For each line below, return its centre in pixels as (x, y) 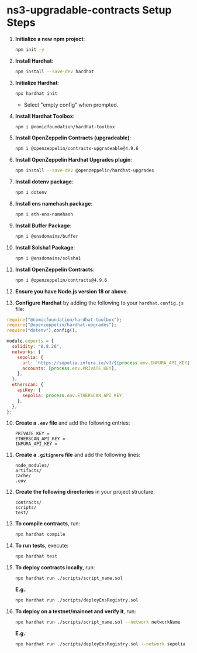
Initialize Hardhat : (37, 83)
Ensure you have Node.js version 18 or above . (72, 291)
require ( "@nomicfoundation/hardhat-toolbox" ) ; (64, 320)
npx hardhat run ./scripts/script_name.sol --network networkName (98, 622)
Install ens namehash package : (54, 204)
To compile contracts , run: (48, 524)
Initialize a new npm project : (50, 39)
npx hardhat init (36, 93)
